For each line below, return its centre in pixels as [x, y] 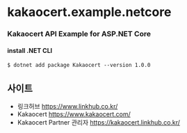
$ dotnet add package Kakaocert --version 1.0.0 [79, 65]
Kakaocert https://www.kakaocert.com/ [74, 114]
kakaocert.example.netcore [89, 12]
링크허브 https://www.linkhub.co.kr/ [67, 107]
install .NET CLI [30, 50]
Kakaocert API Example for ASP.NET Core [79, 34]
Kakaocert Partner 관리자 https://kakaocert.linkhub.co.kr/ [99, 123]
